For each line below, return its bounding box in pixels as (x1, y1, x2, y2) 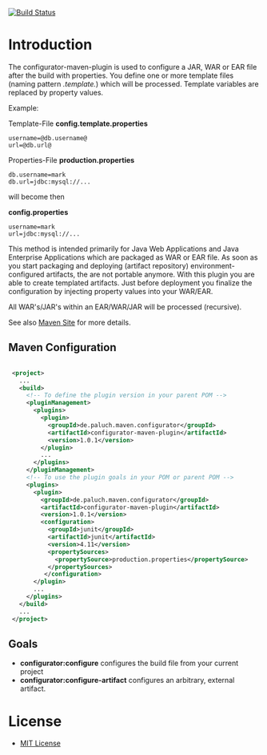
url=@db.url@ (8, 141, 52, 149)
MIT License (19, 738, 62, 749)
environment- (190, 260, 236, 270)
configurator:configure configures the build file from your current (19, 658, 239, 668)
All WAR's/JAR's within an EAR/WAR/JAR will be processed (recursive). (8, 301, 242, 312)
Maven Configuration (8, 341, 118, 354)
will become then (8, 192, 66, 201)
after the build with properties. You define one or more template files (8, 71, 234, 80)
